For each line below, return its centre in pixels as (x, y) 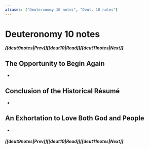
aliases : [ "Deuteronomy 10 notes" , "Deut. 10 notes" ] (62, 10)
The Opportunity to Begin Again (55, 63)
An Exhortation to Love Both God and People (75, 118)
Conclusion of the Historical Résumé (62, 91)
